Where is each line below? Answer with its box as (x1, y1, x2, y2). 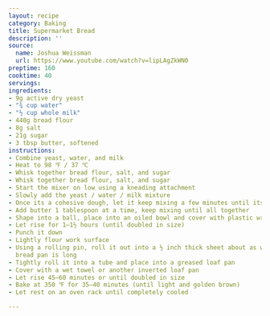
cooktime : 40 (8, 72, 52, 80)
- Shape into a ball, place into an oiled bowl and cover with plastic (8, 214, 253, 222)
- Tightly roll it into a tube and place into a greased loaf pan (8, 258, 235, 266)
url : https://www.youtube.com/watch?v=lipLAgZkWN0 (15, 57, 189, 65)
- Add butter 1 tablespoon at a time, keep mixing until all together (8, 206, 250, 214)
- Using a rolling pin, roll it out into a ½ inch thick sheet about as (8, 244, 257, 252)
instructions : (8, 146, 56, 154)
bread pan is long (15, 251, 78, 259)
